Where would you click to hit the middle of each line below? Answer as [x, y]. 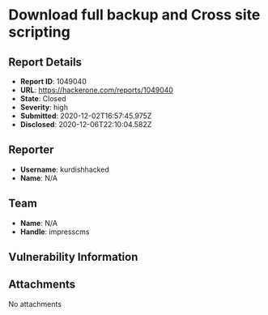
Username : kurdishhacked [64, 169]
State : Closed [43, 98]
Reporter [31, 150]
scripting [39, 32]
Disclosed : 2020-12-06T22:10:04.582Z [86, 124]
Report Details [45, 62]
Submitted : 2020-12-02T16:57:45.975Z [86, 116]
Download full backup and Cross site [134, 15]
